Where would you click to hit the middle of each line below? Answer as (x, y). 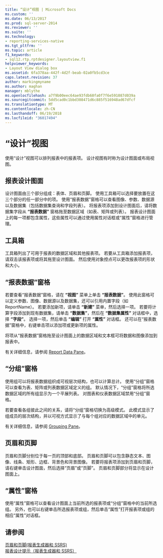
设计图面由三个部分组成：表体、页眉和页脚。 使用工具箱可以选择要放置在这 (80, 193)
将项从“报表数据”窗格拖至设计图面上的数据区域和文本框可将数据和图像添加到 (81, 335)
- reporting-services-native (34, 41)
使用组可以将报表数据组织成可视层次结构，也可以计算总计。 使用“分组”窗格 (80, 381)
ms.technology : (20, 37)
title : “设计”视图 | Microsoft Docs (41, 9)
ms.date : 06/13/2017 (26, 18)
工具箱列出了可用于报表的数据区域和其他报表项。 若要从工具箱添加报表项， (80, 253)
